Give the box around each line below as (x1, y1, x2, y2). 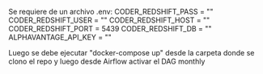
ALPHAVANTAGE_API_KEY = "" (8, 32, 112, 42)
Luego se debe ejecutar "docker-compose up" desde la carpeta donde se (8, 48, 255, 57)
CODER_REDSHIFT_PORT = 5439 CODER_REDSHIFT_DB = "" (8, 24, 212, 33)
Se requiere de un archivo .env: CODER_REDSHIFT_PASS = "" (8, 7, 214, 16)
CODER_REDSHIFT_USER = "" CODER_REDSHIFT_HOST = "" (8, 15, 210, 25)
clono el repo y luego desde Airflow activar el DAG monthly (8, 56, 206, 66)
